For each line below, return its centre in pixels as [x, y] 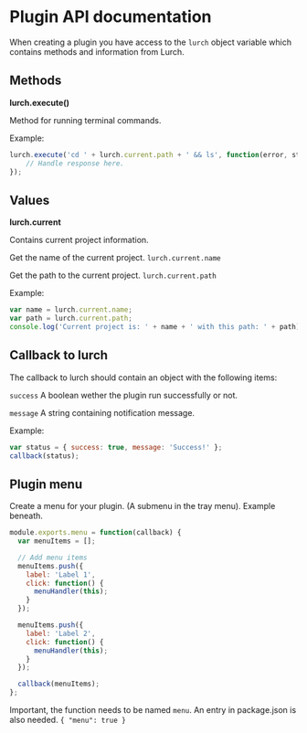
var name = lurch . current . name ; [71, 310]
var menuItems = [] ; [57, 541]
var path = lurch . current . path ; [71, 319]
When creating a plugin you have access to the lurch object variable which [151, 42]
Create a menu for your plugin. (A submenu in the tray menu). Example [143, 506]
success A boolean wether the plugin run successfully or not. [124, 395]
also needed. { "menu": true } [68, 720]
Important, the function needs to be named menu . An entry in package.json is [153, 710]
